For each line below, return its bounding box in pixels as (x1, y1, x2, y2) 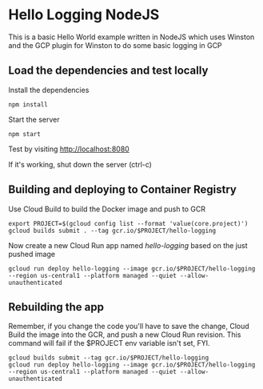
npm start (8, 130, 42, 138)
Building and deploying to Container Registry (8, 182, 237, 197)
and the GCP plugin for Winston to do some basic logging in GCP (8, 40, 222, 50)
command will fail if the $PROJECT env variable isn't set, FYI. (8, 339, 210, 348)
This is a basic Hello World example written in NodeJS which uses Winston (8, 32, 255, 42)
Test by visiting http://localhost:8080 (8, 144, 130, 154)
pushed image (8, 249, 56, 259)
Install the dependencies (8, 85, 90, 94)
